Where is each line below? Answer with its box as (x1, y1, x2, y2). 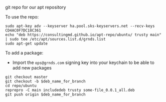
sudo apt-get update (5, 41, 48, 46)
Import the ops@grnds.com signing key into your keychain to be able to (12, 59, 155, 65)
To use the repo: (5, 14, 39, 19)
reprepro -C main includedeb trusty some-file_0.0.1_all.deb (5, 87, 135, 92)
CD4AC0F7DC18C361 (5, 28, 41, 33)
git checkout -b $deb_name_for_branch (5, 79, 86, 84)
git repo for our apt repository (5, 4, 66, 10)
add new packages (12, 65, 52, 70)
